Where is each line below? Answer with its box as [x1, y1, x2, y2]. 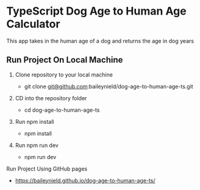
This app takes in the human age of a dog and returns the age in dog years [6, 37, 194, 44]
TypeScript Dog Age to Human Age [6, 4, 187, 18]
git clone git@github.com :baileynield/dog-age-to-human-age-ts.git [24, 83, 193, 90]
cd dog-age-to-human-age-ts [24, 106, 100, 114]
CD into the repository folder [15, 94, 87, 101]
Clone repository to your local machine [15, 71, 113, 78]
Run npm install [15, 118, 54, 125]
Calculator [6, 17, 60, 31]
